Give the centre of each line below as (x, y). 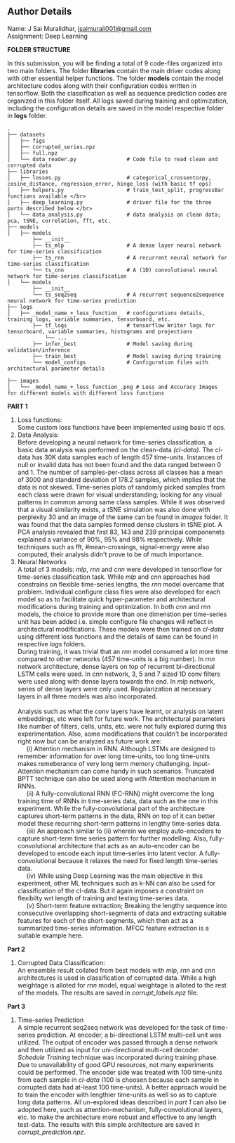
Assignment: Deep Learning (47, 36)
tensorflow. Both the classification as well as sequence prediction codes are (117, 93)
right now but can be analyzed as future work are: (89, 741)
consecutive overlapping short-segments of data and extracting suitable (122, 913)
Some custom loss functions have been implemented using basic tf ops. (121, 427)
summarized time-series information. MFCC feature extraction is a (113, 928)
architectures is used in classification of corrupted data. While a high (117, 978)
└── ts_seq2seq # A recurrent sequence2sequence (128, 295)
